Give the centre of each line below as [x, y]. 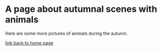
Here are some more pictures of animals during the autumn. [67, 33]
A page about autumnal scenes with [81, 9]
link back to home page [29, 43]
